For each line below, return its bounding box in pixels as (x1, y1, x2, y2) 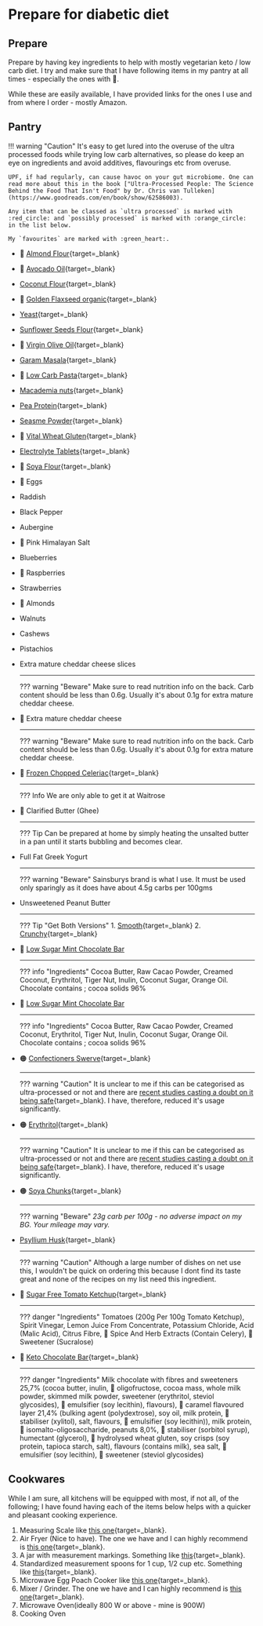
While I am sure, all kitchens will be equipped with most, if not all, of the (8, 1493, 240, 1503)
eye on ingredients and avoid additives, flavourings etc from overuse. (8, 158, 232, 167)
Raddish (19, 492, 46, 501)
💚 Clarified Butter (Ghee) (19, 806, 99, 815)
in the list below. (8, 221, 72, 229)
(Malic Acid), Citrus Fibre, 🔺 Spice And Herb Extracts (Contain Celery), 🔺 (19, 1329, 253, 1338)
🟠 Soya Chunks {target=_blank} (19, 1186, 122, 1195)
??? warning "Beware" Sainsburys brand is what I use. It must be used (19, 874, 247, 884)
